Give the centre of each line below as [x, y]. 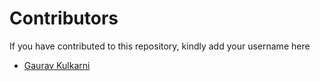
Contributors [64, 18]
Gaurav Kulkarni [57, 65]
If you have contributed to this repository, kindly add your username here [160, 46]
